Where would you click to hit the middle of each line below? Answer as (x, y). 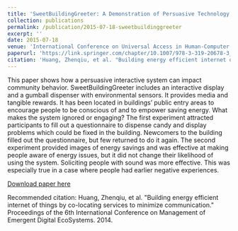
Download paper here (39, 184)
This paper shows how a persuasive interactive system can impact (104, 80)
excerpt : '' (25, 34)
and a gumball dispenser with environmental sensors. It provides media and (118, 95)
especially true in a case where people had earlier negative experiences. (113, 170)
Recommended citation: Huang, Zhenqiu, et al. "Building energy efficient (113, 197)
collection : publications (45, 20)
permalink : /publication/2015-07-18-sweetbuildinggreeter (95, 27)
